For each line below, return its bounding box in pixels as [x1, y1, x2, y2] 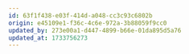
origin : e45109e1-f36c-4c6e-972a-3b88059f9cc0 [8, 19, 167, 27]
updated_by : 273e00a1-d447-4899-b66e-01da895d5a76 [8, 26, 182, 34]
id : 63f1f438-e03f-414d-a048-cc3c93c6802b [8, 11, 153, 20]
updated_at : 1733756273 [8, 33, 88, 42]
